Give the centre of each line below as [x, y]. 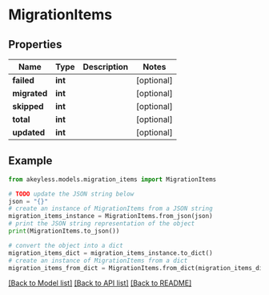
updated [29, 132]
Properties [35, 44]
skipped [28, 106]
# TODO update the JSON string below [71, 194]
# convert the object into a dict [66, 245]
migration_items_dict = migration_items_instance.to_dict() [111, 253]
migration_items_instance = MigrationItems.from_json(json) [111, 216]
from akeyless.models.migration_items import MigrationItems [112, 179]
